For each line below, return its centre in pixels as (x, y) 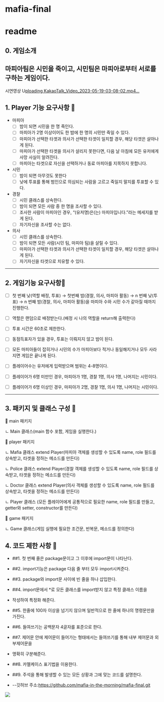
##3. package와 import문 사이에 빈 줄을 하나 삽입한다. (64, 579)
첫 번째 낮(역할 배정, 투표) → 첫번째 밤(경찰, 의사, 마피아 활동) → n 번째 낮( (83, 296)
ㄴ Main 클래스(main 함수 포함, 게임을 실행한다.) (51, 431)
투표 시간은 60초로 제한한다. (39, 328)
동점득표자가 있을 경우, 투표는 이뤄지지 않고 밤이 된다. (63, 339)
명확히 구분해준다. (29, 654)
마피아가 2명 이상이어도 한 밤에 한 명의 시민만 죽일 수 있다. (75, 133)
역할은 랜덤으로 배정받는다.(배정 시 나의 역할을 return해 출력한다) (74, 318)
